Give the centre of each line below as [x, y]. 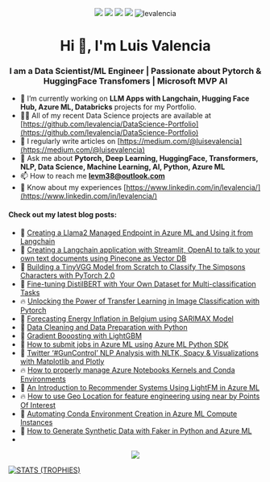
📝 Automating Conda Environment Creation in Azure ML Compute [129, 414]
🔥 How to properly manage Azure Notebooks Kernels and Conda [127, 369]
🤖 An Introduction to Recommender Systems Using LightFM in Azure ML [140, 387]
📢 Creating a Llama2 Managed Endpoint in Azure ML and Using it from [137, 233]
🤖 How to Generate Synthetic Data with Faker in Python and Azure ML [136, 431]
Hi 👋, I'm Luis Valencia [135, 46]
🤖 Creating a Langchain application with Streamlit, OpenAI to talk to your [140, 249]
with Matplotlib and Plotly [62, 361]
